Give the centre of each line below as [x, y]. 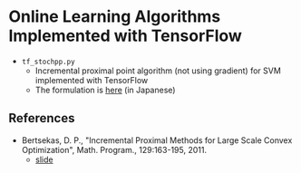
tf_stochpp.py [48, 62]
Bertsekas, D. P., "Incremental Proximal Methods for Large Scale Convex [157, 140]
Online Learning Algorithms [115, 17]
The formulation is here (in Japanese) [105, 90]
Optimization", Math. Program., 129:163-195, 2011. [114, 149]
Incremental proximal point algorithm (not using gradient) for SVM [158, 71]
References [42, 118]
